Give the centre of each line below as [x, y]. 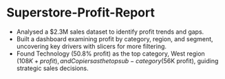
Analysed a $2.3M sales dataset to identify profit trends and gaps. [110, 32]
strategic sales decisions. [52, 68]
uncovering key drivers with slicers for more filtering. [91, 46]
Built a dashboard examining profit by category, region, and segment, [115, 38]
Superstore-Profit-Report [81, 13]
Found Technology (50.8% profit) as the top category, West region [111, 54]
